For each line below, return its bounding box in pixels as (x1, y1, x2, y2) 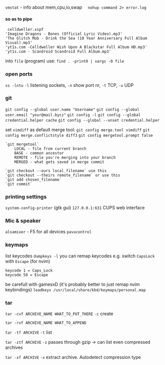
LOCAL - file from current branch (14, 146, 87, 151)
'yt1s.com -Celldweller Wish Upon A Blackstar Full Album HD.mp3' (5, 45, 147, 50)
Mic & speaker (5, 217, 41, 224)
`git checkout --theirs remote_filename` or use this (5, 173, 121, 178)
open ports (5, 71, 33, 78)
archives (5, 344, 23, 350)
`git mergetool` (5, 141, 39, 147)
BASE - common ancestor (14, 150, 64, 155)
